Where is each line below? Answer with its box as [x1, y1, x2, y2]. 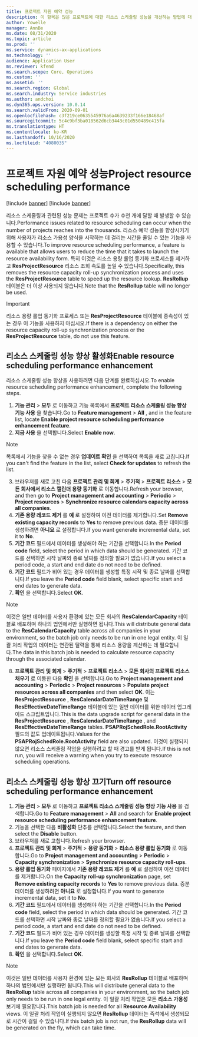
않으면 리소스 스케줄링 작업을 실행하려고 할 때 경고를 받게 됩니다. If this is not [14, 746, 191, 753]
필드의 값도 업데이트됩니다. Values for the [14, 731, 110, 738]
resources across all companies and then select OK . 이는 [14, 688, 155, 695]
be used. [6, 289, 28, 296]
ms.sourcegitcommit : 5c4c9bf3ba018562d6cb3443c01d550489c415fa [6, 118, 165, 124]
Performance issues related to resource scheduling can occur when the [16, 219, 192, 226]
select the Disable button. [14, 830, 78, 837]
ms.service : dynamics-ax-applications [6, 47, 101, 53]
